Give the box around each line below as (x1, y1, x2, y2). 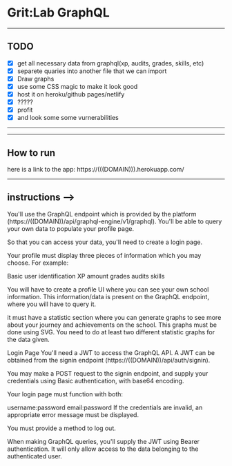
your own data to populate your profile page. (7, 224, 135, 232)
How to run (7, 147, 56, 159)
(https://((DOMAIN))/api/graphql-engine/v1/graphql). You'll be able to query (7, 217, 222, 225)
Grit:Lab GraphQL (7, 5, 110, 21)
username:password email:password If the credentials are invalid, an (7, 403, 203, 412)
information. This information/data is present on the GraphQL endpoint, (7, 292, 209, 301)
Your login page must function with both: (7, 389, 123, 398)
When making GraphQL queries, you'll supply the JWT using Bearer (7, 437, 200, 445)
